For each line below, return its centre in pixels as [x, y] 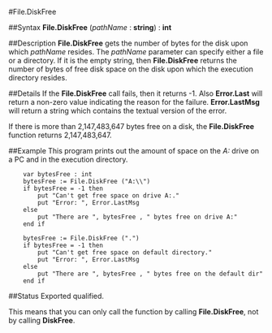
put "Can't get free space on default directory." [125, 253]
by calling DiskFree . [42, 320]
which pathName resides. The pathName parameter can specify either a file [136, 52]
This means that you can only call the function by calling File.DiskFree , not [134, 311]
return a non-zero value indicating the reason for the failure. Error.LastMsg [134, 102]
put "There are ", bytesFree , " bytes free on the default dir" [151, 274]
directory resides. [38, 78]
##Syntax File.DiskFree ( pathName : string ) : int [90, 27]
